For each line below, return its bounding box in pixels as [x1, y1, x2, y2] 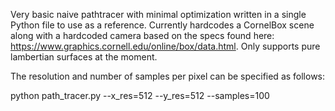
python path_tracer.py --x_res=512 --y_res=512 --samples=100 [10, 90, 270, 101]
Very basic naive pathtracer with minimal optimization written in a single [10, 9, 307, 20]
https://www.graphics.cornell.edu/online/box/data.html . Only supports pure [10, 40, 321, 52]
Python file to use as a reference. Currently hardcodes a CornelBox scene [10, 19, 315, 31]
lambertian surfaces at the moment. [10, 51, 158, 63]
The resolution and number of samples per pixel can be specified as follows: [10, 70, 326, 82]
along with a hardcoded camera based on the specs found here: [10, 30, 275, 41]
